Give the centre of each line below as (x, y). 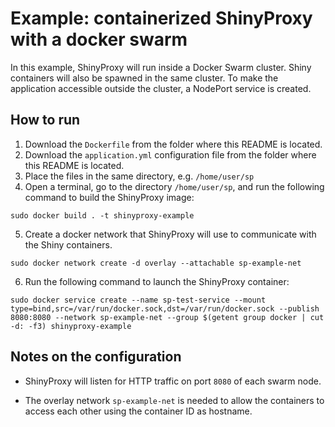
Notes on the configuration (96, 357)
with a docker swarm (99, 39)
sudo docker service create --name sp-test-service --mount (138, 300)
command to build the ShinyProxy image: (109, 197)
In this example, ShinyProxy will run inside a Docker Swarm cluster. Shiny (161, 67)
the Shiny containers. (68, 244)
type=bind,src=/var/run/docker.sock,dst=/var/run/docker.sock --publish (165, 308)
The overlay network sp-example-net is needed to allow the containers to (174, 400)
